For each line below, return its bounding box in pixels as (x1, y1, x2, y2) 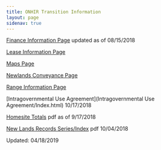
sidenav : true (6, 20, 42, 26)
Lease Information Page (6, 48, 66, 56)
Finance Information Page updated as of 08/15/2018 (6, 37, 136, 44)
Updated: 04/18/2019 (6, 137, 59, 144)
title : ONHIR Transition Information (6, 8, 101, 15)
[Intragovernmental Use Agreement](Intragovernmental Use (6, 95, 155, 103)
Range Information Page (6, 83, 66, 91)
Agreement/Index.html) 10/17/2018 (6, 102, 92, 109)
